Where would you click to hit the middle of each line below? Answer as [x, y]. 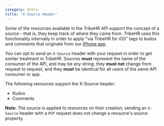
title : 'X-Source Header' [31, 14]
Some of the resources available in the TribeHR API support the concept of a [82, 28]
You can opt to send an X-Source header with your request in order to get [79, 53]
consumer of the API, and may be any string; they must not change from [78, 64]
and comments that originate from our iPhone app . [56, 44]
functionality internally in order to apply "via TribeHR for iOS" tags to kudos [81, 38]
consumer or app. [23, 74]
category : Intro [22, 10]
